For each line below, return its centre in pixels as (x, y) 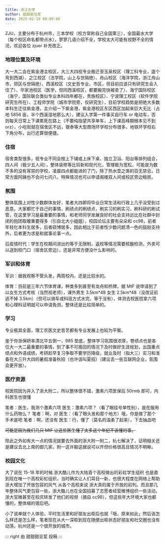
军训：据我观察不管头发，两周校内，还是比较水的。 (57, 276)
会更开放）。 (17, 365)
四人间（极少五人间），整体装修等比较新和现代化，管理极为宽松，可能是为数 (82, 164)
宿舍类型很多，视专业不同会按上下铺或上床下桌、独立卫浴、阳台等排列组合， (82, 159)
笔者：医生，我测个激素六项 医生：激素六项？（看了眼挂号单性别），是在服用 (82, 408)
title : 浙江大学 (20, 10)
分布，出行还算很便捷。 (37, 133)
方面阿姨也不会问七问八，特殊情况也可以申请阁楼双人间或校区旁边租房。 (82, 177)
